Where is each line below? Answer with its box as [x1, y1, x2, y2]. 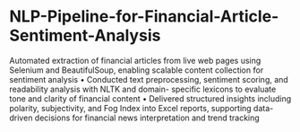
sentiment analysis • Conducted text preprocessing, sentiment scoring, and [9, 74, 288, 84]
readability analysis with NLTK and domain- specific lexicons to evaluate [9, 84, 277, 94]
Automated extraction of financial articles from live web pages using [9, 55, 261, 66]
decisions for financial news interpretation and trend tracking [34, 112, 260, 123]
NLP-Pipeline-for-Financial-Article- [9, 6, 279, 27]
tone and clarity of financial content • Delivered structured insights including [9, 92, 292, 104]
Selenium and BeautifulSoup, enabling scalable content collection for [9, 65, 264, 75]
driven [9, 112, 33, 123]
